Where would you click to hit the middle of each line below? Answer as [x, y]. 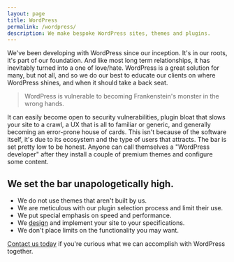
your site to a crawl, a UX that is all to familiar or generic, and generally [109, 125]
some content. [28, 162]
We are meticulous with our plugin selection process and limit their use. [120, 208]
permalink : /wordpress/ [42, 27]
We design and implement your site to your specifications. [101, 223]
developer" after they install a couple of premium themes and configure [110, 154]
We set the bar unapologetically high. [90, 183]
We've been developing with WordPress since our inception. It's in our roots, [117, 53]
